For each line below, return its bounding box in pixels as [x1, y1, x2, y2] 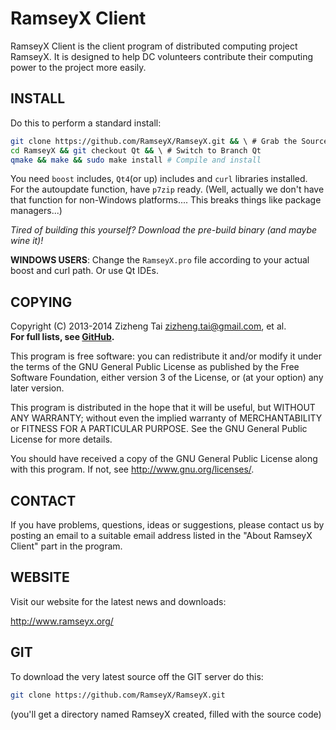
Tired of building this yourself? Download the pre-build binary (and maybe [10, 224, 318, 236]
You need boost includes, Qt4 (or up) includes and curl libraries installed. [10, 173, 308, 185]
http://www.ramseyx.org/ [10, 615, 114, 627]
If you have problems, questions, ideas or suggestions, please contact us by [10, 519, 325, 531]
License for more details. [10, 433, 113, 446]
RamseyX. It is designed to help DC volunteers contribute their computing [10, 50, 314, 62]
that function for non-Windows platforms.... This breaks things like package [10, 194, 322, 206]
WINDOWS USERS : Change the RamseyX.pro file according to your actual [10, 254, 310, 266]
